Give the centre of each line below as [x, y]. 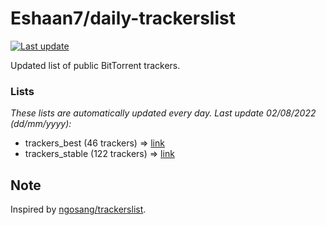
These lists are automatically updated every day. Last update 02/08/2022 [163, 113]
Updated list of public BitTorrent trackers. [95, 65]
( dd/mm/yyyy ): [41, 124]
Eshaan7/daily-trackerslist [123, 18]
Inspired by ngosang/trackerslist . [78, 209]
